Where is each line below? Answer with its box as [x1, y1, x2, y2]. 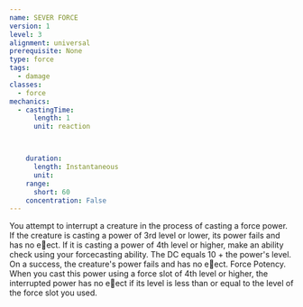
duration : [25, 154, 63, 163]
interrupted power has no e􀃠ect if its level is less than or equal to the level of [9, 278, 294, 289]
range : [25, 179, 50, 188]
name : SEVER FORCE [9, 13, 78, 23]
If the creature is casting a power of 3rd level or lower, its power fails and [9, 230, 281, 241]
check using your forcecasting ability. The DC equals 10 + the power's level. [9, 249, 291, 260]
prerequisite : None [9, 47, 83, 56]
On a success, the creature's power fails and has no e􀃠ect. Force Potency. [9, 258, 287, 270]
